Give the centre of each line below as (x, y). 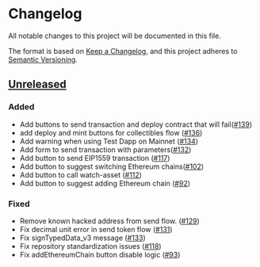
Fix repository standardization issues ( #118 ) (90, 246)
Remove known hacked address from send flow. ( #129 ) (109, 221)
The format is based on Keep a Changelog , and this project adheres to (123, 51)
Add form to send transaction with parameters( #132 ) (105, 149)
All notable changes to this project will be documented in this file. (115, 36)
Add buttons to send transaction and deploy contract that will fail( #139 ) (136, 124)
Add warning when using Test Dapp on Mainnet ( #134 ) (109, 141)
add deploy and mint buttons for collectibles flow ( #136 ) (111, 132)
